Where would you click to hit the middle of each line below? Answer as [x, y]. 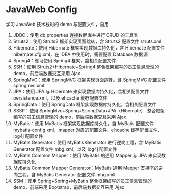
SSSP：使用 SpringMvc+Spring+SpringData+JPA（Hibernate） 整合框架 [89, 110]
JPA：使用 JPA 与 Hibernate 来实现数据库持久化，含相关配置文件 [81, 91]
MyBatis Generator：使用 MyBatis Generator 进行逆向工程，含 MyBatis [87, 142]
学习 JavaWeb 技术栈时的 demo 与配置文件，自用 [57, 24]
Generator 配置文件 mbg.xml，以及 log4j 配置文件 [65, 149]
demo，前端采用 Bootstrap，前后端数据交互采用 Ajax [68, 187]
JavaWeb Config [42, 9]
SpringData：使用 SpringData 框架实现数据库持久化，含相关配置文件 [85, 104]
